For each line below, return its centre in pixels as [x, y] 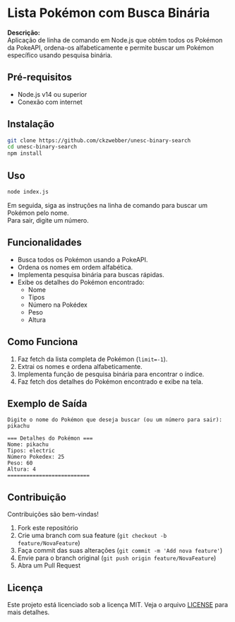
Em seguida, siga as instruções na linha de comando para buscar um [108, 205]
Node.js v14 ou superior [52, 94]
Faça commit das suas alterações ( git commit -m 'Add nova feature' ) [120, 551]
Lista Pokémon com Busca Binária [109, 13]
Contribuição [37, 497]
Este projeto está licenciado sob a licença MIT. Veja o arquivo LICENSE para [117, 604]
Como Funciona [43, 342]
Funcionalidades [45, 243]
